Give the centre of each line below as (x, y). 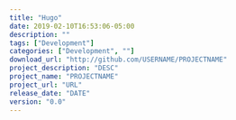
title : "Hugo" (36, 18)
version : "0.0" (38, 102)
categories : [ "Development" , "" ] (72, 51)
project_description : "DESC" (64, 69)
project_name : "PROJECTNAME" (64, 77)
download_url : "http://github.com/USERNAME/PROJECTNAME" (118, 60)
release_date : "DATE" (50, 93)
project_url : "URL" (46, 85)
